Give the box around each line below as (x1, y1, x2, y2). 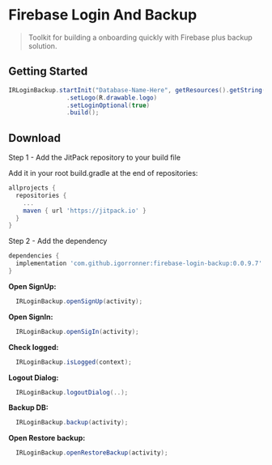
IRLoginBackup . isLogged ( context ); (15, 358, 132, 366)
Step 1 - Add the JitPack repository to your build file (8, 152, 181, 163)
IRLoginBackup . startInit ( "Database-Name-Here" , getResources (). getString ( (8, 86, 266, 94)
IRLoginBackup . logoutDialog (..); (15, 388, 129, 396)
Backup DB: (8, 403, 49, 412)
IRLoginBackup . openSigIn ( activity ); (15, 327, 139, 335)
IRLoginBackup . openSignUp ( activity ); (15, 297, 143, 305)
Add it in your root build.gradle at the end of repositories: (8, 169, 198, 178)
